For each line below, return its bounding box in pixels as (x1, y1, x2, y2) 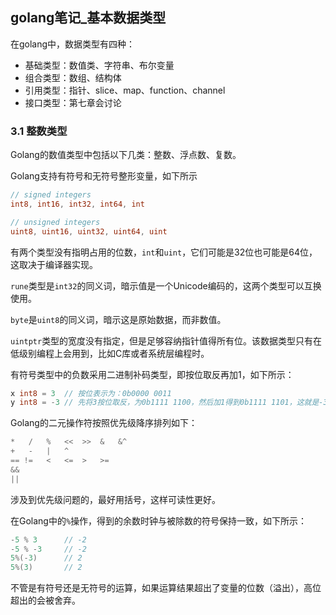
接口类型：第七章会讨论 (24, 96, 122, 108)
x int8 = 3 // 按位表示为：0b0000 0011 (10, 388, 172, 398)
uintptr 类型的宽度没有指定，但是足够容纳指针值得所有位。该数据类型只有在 (10, 334, 323, 347)
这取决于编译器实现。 (10, 258, 98, 270)
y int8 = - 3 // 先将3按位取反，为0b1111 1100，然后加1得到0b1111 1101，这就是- (10, 398, 324, 408)
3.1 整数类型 (10, 124, 68, 138)
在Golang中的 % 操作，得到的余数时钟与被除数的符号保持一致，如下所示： (10, 514, 308, 527)
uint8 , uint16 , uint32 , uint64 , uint (10, 226, 168, 237)
